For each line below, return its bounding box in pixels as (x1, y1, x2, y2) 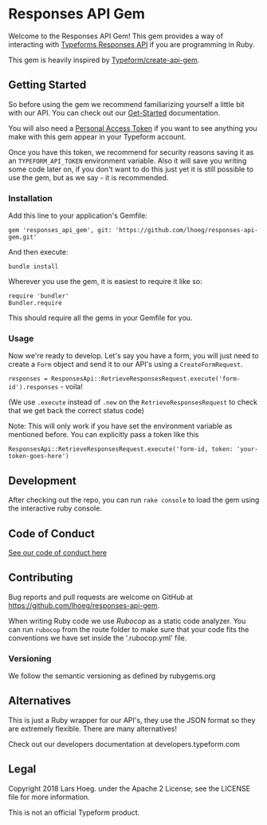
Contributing (8, 571, 73, 585)
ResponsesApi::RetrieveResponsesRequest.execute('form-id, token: (8, 445, 234, 453)
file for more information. (8, 791, 90, 802)
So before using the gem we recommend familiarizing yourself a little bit (8, 99, 245, 109)
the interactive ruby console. (8, 503, 102, 513)
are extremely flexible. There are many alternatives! (8, 724, 178, 733)
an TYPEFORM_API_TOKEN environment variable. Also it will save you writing (8, 156, 247, 165)
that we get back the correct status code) (8, 406, 145, 416)
